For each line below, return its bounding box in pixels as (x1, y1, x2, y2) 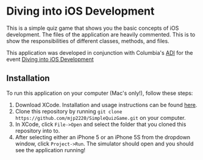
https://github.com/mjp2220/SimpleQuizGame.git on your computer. (15, 114, 186, 121)
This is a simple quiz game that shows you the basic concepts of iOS (6, 24, 179, 32)
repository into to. (15, 127, 60, 134)
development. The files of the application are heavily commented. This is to (6, 30, 196, 38)
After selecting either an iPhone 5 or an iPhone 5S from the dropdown (15, 133, 191, 141)
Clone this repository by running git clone (15, 108, 123, 115)
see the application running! (15, 146, 86, 153)
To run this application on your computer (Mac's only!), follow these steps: (6, 89, 193, 97)
